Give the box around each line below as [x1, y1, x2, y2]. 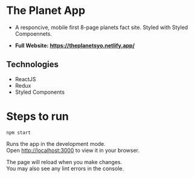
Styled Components [15, 88, 65, 96]
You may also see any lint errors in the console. [6, 165, 124, 172]
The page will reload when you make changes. [6, 158, 123, 165]
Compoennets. [15, 30, 53, 37]
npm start [6, 130, 31, 136]
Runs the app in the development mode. [6, 140, 106, 147]
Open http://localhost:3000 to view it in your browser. [6, 147, 140, 154]
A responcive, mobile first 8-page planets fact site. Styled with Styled [15, 24, 189, 31]
